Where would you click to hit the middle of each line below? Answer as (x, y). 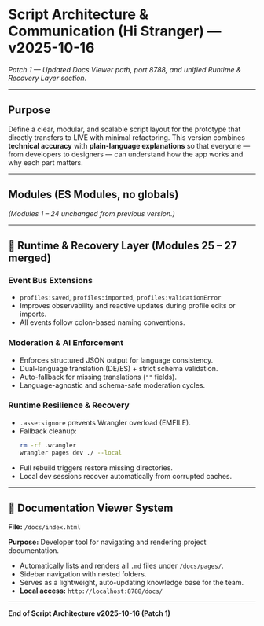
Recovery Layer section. (48, 78)
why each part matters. (46, 162)
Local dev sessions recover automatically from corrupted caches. (126, 476)
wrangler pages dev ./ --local (71, 453)
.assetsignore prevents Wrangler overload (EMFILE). (105, 422)
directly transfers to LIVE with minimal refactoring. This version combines (127, 137)
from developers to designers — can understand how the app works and (126, 154)
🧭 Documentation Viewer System (91, 508)
